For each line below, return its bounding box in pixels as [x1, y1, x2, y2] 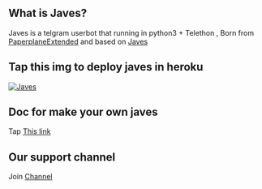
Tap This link [8, 127, 51, 136]
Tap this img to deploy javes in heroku [8, 60, 204, 74]
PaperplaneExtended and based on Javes [8, 37, 148, 46]
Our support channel [8, 150, 116, 164]
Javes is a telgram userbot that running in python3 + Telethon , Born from [8, 28, 254, 37]
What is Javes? [8, 6, 88, 20]
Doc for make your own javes [8, 105, 158, 119]
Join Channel [8, 172, 53, 182]
